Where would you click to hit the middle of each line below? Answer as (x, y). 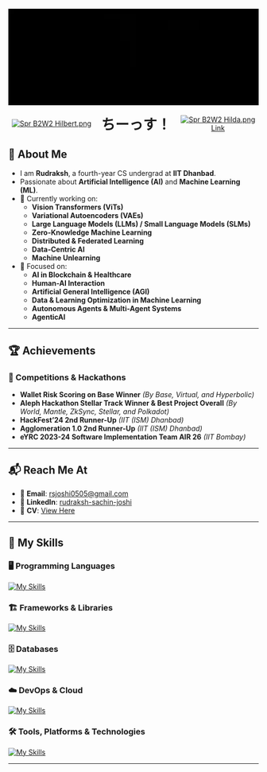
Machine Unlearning (66, 258)
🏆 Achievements (52, 351)
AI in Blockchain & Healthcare (81, 275)
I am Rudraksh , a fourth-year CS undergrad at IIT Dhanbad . (118, 174)
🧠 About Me (38, 154)
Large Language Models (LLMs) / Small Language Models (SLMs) (141, 224)
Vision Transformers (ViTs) (77, 207)
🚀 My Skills (36, 543)
